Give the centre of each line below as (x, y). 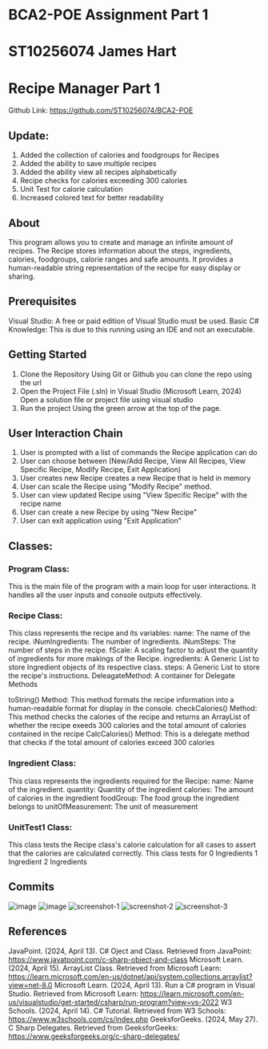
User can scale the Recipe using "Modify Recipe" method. (116, 486)
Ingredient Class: (42, 763)
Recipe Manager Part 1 (84, 88)
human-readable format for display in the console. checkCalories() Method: (133, 709)
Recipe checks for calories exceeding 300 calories (104, 181)
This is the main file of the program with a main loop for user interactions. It (132, 587)
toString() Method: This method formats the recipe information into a (121, 700)
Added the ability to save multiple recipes (88, 164)
